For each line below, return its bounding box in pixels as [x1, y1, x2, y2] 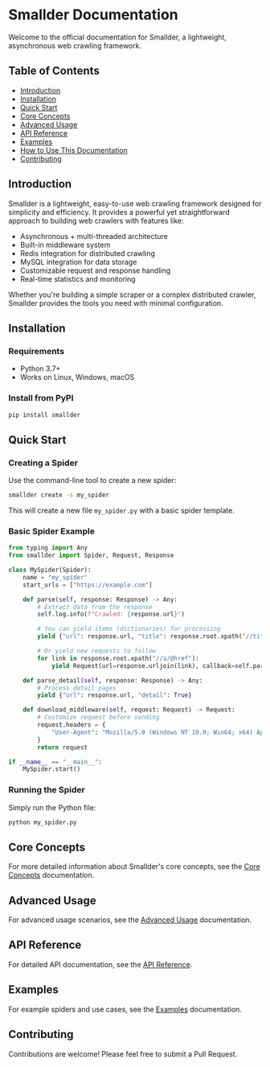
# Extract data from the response [37, 603, 153, 611]
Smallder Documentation [8, 6, 178, 24]
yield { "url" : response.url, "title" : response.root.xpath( [37, 632, 243, 641]
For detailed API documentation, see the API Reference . [8, 959, 193, 969]
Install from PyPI [8, 393, 74, 404]
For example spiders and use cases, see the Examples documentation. [8, 1004, 243, 1014]
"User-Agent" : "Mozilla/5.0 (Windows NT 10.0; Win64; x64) [51, 728, 253, 736]
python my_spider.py [8, 818, 78, 826]
